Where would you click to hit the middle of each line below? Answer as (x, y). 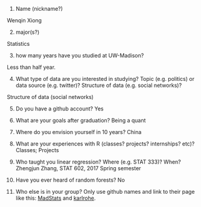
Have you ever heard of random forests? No (70, 180)
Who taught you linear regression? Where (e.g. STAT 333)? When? (98, 162)
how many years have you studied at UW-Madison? (80, 56)
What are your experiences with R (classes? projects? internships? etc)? (105, 144)
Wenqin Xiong (24, 20)
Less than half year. (31, 67)
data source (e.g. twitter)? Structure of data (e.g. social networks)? (99, 85)
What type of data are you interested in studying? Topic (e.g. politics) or (105, 79)
